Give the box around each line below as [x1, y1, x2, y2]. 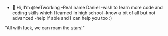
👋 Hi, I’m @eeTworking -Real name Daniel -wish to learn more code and [12, 5, 163, 10]
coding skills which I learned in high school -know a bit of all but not [12, 10, 156, 16]
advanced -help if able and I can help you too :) [12, 15, 112, 21]
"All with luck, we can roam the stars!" [5, 25, 85, 31]
